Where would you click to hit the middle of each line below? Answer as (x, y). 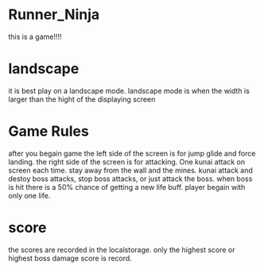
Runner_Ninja (54, 15)
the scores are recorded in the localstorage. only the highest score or (122, 250)
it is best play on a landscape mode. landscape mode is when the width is (129, 91)
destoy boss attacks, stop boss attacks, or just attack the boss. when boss (130, 178)
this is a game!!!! (35, 37)
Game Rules (49, 132)
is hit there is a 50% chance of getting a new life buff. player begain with (127, 187)
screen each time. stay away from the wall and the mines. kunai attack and (130, 170)
